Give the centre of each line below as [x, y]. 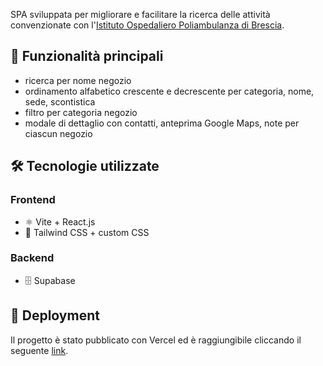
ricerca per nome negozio [78, 80]
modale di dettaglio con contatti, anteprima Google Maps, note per [162, 123]
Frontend [33, 200]
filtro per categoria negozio [81, 112]
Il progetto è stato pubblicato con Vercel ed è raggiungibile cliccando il [156, 340]
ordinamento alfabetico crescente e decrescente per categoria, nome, [169, 91]
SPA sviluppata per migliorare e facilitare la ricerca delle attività [140, 14]
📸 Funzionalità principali [87, 56]
